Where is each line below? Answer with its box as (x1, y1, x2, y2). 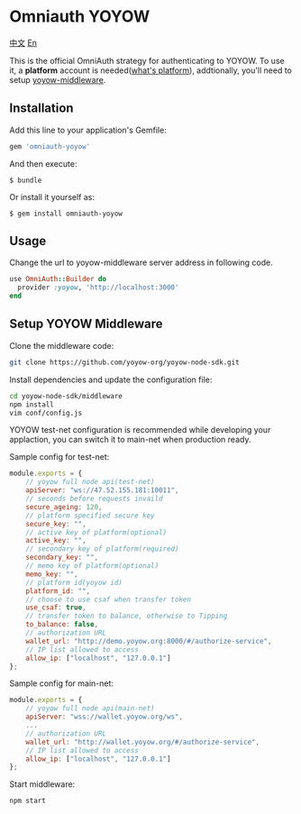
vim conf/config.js (9, 408, 83, 417)
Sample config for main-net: (9, 678, 114, 689)
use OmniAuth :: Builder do (9, 275, 106, 284)
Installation (9, 101, 74, 116)
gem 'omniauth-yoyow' (9, 142, 91, 151)
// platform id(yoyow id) (25, 578, 123, 587)
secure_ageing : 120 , (25, 502, 103, 511)
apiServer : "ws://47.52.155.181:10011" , (25, 486, 179, 495)
